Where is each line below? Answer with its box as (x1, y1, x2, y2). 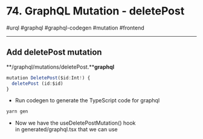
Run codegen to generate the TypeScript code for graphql (14, 97, 160, 104)
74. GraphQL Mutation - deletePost (6, 4, 185, 18)
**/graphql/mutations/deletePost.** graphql (6, 63, 115, 70)
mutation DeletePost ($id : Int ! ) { (6, 75, 91, 81)
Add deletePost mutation (6, 47, 102, 58)
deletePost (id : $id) (11, 80, 63, 87)
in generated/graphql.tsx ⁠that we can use (14, 126, 118, 133)
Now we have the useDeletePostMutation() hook (14, 119, 136, 127)
